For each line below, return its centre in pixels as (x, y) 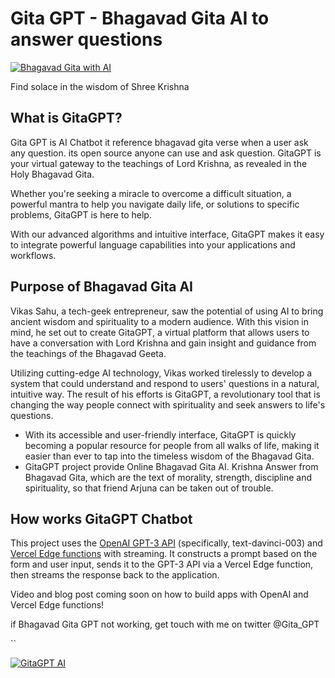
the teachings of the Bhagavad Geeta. (88, 353)
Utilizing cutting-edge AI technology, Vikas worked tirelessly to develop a (161, 373)
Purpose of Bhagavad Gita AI (101, 287)
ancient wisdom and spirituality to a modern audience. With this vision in (160, 321)
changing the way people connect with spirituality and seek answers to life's (168, 404)
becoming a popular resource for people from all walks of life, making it (172, 445)
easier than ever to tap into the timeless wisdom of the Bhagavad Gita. (169, 456)
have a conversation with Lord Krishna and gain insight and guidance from (163, 343)
